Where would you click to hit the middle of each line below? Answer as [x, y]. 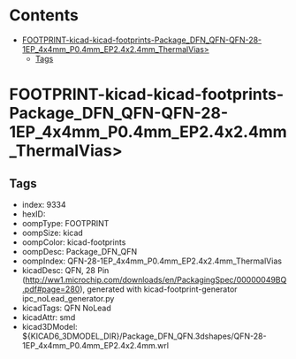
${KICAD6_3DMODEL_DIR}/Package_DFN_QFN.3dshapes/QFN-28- [144, 336]
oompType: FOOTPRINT [65, 223]
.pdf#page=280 [51, 289]
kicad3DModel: [49, 326]
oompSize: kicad [53, 233]
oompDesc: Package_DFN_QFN [80, 251]
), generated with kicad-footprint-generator [158, 289]
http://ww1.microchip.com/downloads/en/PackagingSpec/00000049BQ [156, 279]
